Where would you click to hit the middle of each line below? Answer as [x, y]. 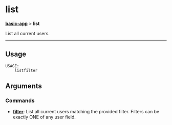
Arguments [24, 86]
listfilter [26, 70]
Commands [20, 101]
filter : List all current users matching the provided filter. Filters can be [86, 112]
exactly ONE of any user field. [44, 117]
